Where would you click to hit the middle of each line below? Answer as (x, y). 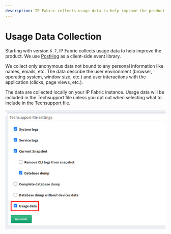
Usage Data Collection (53, 36)
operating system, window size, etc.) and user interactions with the (76, 77)
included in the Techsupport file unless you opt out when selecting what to (83, 97)
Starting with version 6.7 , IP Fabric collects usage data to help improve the (83, 50)
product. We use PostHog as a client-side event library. (63, 56)
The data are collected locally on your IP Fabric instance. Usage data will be (85, 92)
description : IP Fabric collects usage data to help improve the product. (86, 11)
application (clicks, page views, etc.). (44, 82)
